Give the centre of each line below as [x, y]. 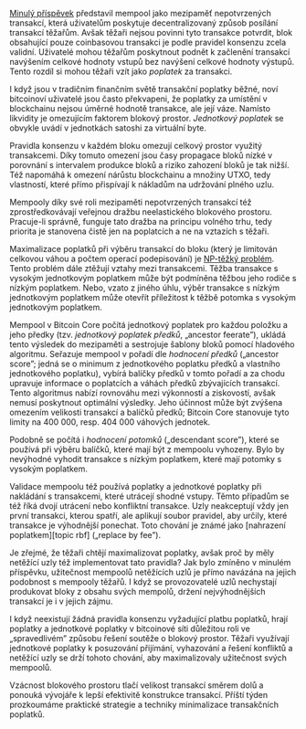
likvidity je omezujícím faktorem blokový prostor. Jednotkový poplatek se [147, 118]
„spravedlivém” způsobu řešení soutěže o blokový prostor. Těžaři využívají [149, 638]
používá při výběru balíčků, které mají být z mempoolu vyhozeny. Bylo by [147, 449]
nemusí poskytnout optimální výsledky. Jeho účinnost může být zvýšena [146, 402]
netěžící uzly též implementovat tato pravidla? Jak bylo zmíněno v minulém [150, 562]
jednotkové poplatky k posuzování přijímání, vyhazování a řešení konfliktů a [151, 648]
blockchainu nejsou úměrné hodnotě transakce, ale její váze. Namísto [140, 108]
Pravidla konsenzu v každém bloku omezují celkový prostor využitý [136, 146]
